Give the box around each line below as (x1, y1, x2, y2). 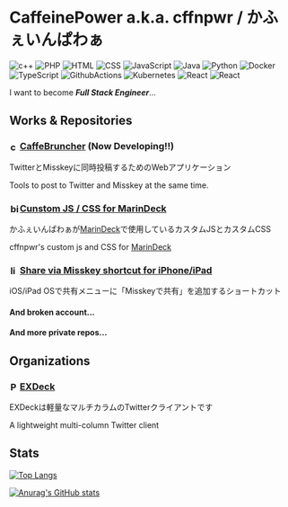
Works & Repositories (9, 113, 133, 129)
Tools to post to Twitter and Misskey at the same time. (9, 180, 209, 191)
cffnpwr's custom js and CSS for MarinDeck (9, 241, 172, 252)
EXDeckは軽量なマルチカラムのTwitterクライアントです (9, 402, 214, 413)
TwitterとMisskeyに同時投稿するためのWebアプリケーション (9, 162, 231, 173)
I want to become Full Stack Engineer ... (9, 86, 157, 98)
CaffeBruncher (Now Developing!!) (19, 140, 175, 153)
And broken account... (9, 307, 96, 317)
